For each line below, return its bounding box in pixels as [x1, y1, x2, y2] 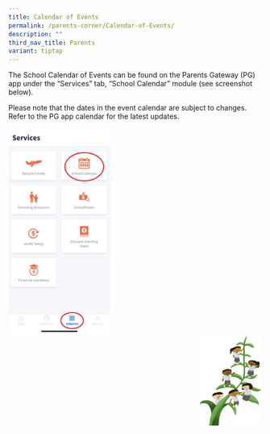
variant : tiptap [8, 47, 63, 56]
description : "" [8, 30, 63, 38]
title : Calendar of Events [8, 13, 99, 21]
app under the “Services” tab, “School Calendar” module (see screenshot [8, 79, 253, 89]
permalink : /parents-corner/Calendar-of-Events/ [8, 21, 175, 30]
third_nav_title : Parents [8, 39, 95, 47]
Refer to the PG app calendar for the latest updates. [8, 111, 180, 121]
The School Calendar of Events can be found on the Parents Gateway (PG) [8, 70, 255, 80]
